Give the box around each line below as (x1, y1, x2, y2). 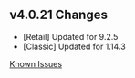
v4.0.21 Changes (9, 7, 108, 23)
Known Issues (9, 58, 62, 69)
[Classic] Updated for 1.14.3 (22, 41, 126, 52)
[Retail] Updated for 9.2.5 (22, 31, 119, 42)
